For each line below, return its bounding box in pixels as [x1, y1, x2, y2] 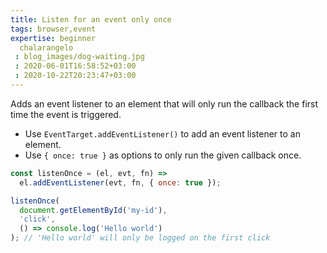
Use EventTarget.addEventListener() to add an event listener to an [24, 127, 301, 140]
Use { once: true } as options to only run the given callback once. [24, 149, 302, 161]
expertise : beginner [10, 33, 97, 43]
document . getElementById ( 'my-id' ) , [19, 205, 168, 215]
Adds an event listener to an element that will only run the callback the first [10, 97, 319, 110]
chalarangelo [19, 42, 74, 53]
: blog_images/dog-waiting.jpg [14, 52, 145, 62]
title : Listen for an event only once [10, 14, 172, 25]
